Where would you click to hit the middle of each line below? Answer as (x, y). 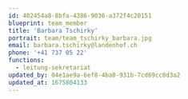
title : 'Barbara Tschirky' (53, 30)
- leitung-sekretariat (53, 68)
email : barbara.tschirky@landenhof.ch (73, 46)
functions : (26, 61)
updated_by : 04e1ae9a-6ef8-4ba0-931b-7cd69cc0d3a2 (94, 75)
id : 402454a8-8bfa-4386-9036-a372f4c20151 (80, 16)
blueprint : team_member (48, 23)
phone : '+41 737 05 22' (48, 53)
